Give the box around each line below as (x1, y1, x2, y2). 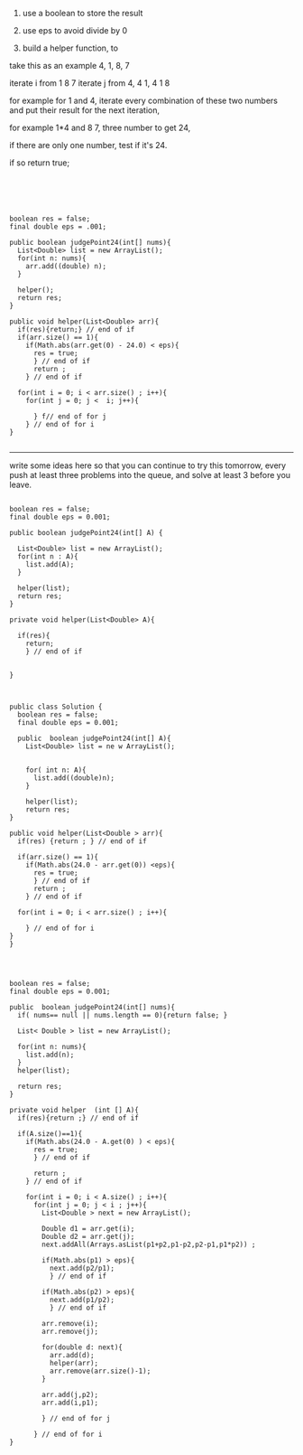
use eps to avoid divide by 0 (22, 25, 128, 35)
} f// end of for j (32, 412, 106, 421)
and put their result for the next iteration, (9, 105, 161, 116)
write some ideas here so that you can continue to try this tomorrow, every (9, 460, 287, 471)
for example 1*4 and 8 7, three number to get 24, (9, 122, 191, 133)
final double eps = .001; (9, 222, 106, 231)
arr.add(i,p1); (41, 1398, 99, 1407)
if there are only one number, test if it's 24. (9, 140, 168, 150)
